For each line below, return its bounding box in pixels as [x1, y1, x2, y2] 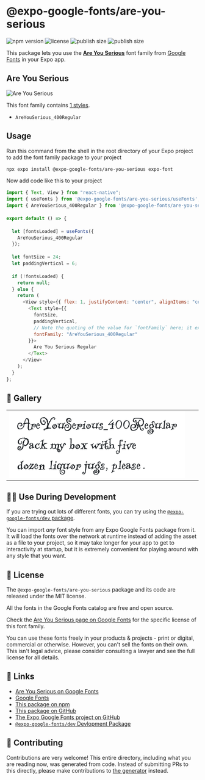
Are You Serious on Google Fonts [15, 687, 99, 695]
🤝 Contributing [6, 738, 63, 748]
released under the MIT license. [6, 593, 87, 600]
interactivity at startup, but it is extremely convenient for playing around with [6, 546, 198, 553]
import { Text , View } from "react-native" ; [6, 190, 121, 196]
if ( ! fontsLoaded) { [12, 273, 64, 279]
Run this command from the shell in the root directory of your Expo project [6, 147, 193, 154]
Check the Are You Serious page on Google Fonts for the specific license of [6, 616, 196, 623]
